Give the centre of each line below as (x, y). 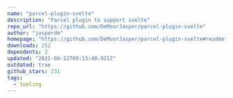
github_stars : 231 (34, 71)
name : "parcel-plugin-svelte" (51, 13)
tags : (15, 78)
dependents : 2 (28, 52)
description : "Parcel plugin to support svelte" (79, 20)
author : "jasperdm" (35, 33)
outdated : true (29, 65)
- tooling (27, 84)
